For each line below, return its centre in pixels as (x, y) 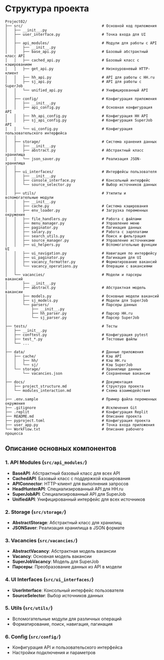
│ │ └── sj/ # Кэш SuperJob (69, 365)
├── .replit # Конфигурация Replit (77, 412)
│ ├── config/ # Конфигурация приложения (81, 99)
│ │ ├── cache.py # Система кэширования (77, 206)
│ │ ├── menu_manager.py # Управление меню (72, 223)
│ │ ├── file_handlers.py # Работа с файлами (73, 219)
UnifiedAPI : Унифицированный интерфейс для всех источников (79, 499)
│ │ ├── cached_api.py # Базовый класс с (72, 60)
